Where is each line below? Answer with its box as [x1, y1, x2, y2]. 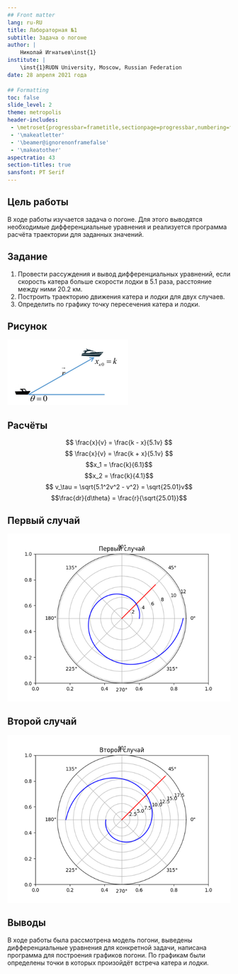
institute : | [7, 57, 46, 64]
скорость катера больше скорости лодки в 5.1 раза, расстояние [17, 277, 212, 286]
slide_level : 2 [7, 102, 52, 109]
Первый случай [7, 514, 80, 526]
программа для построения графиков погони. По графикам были [7, 951, 205, 959]
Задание [7, 251, 48, 263]
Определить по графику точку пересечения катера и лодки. [17, 299, 200, 309]
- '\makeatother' [10, 146, 62, 154]
